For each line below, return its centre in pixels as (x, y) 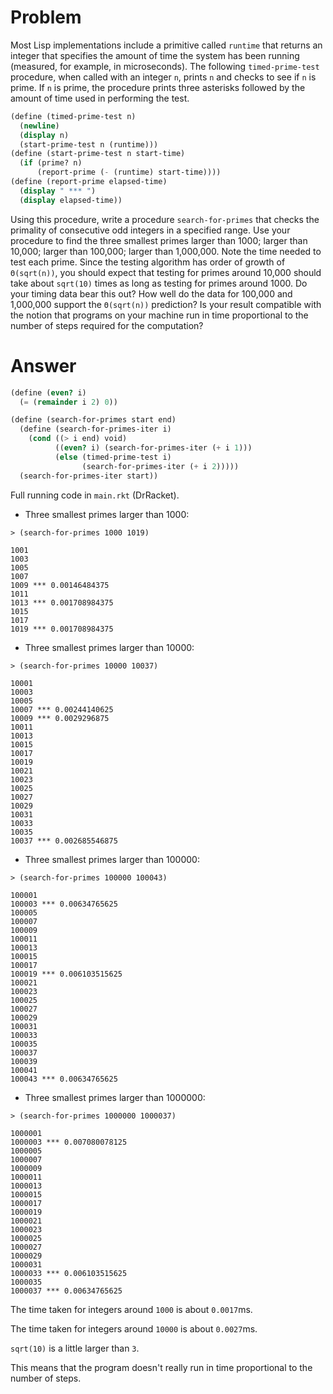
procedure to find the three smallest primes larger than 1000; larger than (159, 240)
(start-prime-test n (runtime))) (89, 144)
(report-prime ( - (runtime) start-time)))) (129, 172)
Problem (46, 17)
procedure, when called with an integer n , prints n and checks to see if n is (163, 77)
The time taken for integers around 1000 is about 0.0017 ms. (131, 1309)
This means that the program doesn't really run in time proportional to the (161, 1367)
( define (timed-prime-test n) (73, 116)
